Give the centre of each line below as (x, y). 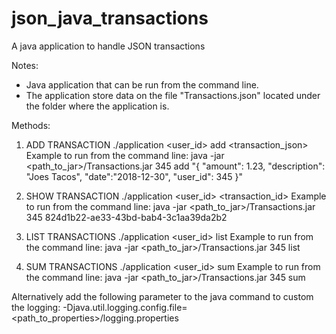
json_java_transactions (110, 18)
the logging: (36, 307)
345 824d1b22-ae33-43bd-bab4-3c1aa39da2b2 (126, 217)
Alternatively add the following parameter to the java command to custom (162, 296)
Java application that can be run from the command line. (142, 84)
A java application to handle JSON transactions (108, 46)
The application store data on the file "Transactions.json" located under (173, 95)
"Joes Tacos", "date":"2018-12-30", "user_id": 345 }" (134, 176)
